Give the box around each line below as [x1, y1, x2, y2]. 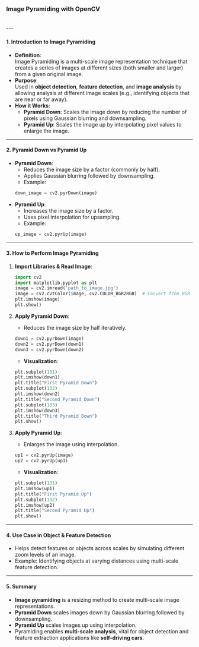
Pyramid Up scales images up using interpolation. [14, 621, 137, 629]
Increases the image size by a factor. [23, 207, 114, 214]
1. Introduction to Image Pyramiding [6, 38, 96, 45]
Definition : [14, 51, 41, 58]
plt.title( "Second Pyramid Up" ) [14, 507, 95, 514]
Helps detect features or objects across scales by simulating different [14, 545, 185, 552]
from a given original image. [14, 70, 84, 77]
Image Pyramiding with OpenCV [6, 5, 101, 13]
